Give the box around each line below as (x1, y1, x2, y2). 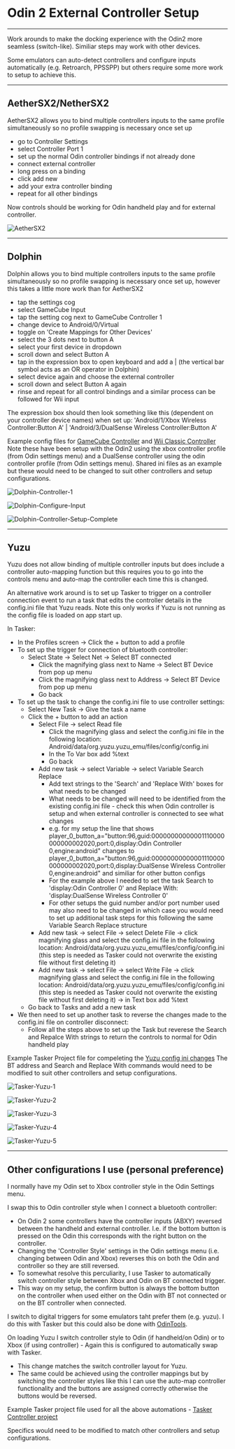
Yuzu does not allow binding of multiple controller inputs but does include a (7, 560, 225, 569)
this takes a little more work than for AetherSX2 (7, 284, 144, 292)
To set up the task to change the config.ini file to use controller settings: (17, 698, 225, 706)
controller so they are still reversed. (17, 1262, 120, 1270)
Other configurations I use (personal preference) (7, 1164, 225, 1176)
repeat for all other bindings (17, 189, 98, 198)
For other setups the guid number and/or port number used (48, 899, 220, 907)
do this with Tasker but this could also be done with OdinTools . (7, 1320, 187, 1328)
